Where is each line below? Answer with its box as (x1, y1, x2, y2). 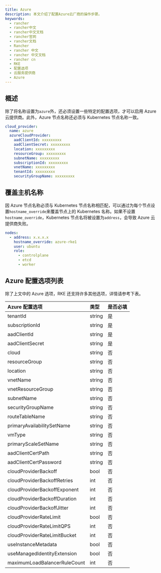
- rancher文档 (9, 39, 36, 44)
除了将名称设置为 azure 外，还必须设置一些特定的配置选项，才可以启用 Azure (5, 108, 157, 114)
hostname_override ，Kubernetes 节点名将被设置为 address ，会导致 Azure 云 (5, 214, 155, 220)
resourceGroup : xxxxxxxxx (14, 151, 66, 156)
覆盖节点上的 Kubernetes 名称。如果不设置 (50, 208, 136, 214)
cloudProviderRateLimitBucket (7, 532, 77, 538)
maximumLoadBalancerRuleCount (7, 559, 85, 566)
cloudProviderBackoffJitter (7, 504, 69, 511)
